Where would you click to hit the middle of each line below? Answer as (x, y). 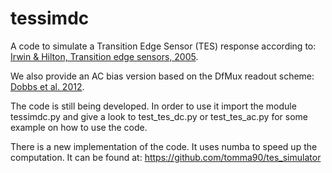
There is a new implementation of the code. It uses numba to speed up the (164, 146)
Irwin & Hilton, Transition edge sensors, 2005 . (104, 56)
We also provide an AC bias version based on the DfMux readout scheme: (162, 76)
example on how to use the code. (79, 127)
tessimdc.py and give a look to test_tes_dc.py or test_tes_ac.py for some (159, 116)
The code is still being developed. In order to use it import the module (153, 106)
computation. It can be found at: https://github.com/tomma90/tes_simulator (166, 157)
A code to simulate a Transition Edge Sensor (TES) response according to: (163, 46)
